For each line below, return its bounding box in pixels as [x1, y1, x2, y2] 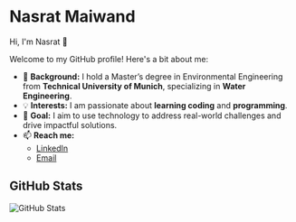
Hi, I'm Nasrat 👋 [9, 36, 68, 47]
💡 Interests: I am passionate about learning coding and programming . [22, 99, 288, 110]
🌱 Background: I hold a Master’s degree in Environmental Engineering [22, 70, 283, 82]
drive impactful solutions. [22, 119, 118, 130]
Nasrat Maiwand [9, 6, 136, 27]
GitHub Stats [9, 179, 83, 194]
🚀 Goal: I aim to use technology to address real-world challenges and [22, 110, 282, 121]
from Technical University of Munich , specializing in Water [22, 80, 246, 91]
